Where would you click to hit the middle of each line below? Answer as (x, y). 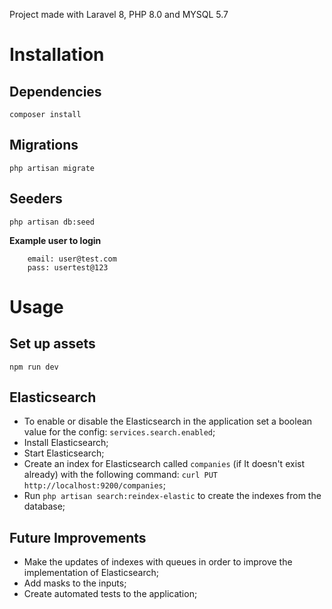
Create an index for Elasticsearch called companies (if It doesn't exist (164, 464)
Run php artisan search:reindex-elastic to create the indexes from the (172, 496)
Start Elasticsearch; (64, 453)
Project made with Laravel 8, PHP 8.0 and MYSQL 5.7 (119, 14)
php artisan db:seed (52, 222)
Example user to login (55, 240)
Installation (57, 55)
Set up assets (52, 344)
